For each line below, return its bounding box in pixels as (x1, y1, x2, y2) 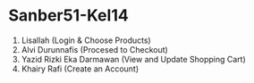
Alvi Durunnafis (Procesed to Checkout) (21, 44, 169, 54)
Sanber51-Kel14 (8, 5, 129, 26)
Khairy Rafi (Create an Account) (21, 63, 140, 74)
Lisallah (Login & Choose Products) (21, 35, 151, 46)
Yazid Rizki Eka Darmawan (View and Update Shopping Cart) (21, 54, 247, 64)
